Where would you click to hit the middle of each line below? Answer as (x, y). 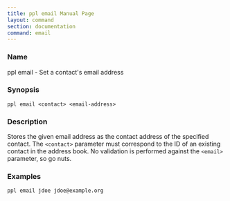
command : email (29, 33)
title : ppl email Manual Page (51, 13)
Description (27, 122)
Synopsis (23, 90)
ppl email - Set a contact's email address (65, 72)
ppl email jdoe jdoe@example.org (55, 191)
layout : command (30, 20)
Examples (24, 177)
